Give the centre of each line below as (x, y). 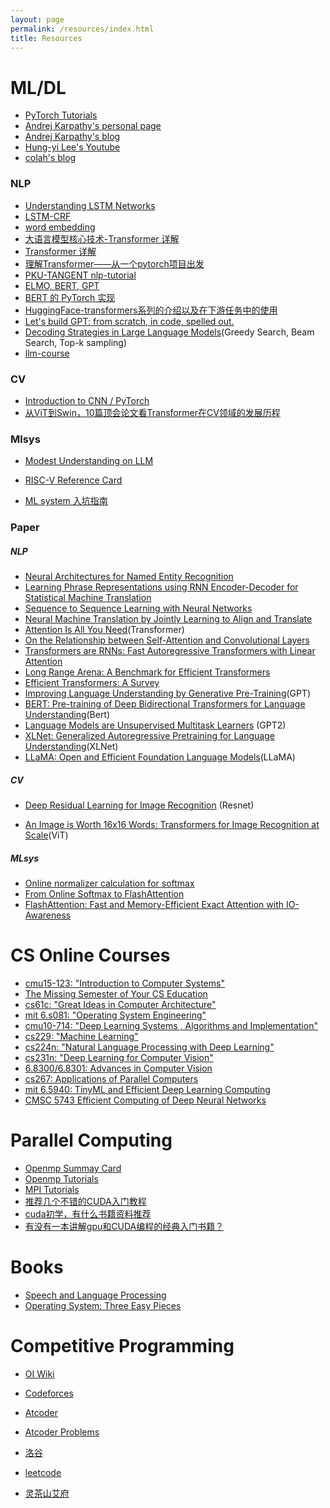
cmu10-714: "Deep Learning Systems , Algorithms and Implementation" (171, 1025)
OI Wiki (39, 1373)
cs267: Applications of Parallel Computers (111, 1078)
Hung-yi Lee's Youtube (72, 147)
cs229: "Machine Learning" (81, 1036)
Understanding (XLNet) (71, 747)
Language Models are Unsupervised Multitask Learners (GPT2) (155, 725)
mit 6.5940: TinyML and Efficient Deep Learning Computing (147, 1089)
